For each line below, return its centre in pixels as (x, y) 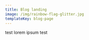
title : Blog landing (26, 10)
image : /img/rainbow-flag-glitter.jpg (44, 14)
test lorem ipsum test (26, 33)
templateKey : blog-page (29, 19)
